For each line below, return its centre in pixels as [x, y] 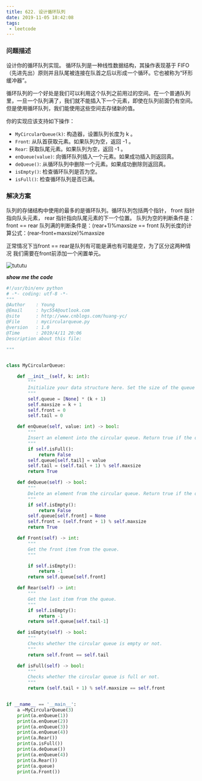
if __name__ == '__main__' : [41, 704]
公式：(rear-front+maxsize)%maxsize [58, 233]
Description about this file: [44, 338]
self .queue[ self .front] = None [67, 516]
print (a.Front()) [39, 772]
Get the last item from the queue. [72, 599]
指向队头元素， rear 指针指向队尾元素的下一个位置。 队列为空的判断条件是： [100, 218]
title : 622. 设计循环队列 [36, 12]
